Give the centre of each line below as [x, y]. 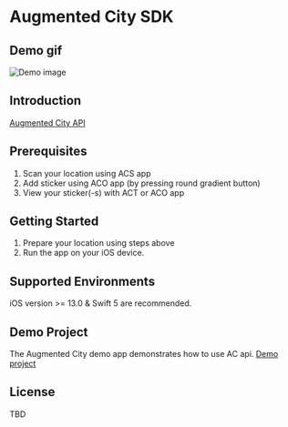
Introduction [46, 101]
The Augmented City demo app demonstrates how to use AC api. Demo [144, 354]
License [32, 392]
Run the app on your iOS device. [83, 253]
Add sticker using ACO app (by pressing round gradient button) [142, 183]
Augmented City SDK [92, 17]
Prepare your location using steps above [98, 243]
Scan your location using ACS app [87, 173]
